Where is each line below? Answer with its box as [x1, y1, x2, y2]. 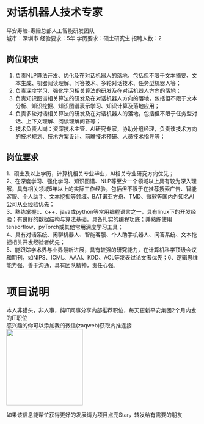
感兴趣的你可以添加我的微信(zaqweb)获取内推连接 [6, 321, 133, 329]
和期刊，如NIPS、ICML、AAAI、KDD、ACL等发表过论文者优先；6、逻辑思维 [6, 254, 199, 261]
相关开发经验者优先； [11, 238, 65, 246]
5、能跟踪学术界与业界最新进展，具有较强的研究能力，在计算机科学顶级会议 [6, 246, 197, 254]
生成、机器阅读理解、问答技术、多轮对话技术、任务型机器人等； [20, 79, 181, 86]
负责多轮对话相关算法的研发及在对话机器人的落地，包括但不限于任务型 [15, 109, 192, 117]
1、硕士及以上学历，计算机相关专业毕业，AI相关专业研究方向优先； [6, 169, 175, 177]
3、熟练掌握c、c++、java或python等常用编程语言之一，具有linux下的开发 [6, 208, 191, 215]
